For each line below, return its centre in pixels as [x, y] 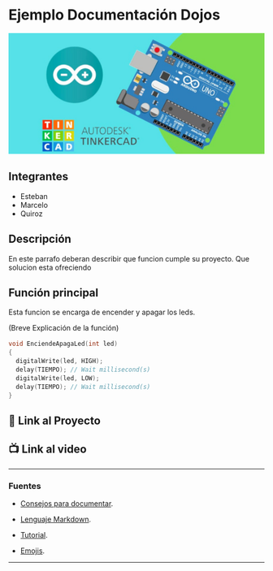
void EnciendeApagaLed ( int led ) [63, 344]
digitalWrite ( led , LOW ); [58, 378]
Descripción [40, 239]
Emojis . [32, 551]
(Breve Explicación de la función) [64, 328]
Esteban [34, 196]
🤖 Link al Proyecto [55, 420]
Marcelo [34, 205]
